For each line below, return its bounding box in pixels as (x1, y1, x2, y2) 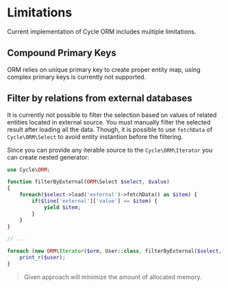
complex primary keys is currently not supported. (7, 73, 147, 81)
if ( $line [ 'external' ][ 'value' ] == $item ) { (31, 198, 157, 205)
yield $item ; (43, 204, 81, 211)
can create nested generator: (7, 153, 90, 161)
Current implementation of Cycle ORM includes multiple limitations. (7, 27, 197, 36)
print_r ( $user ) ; (19, 254, 66, 261)
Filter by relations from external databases (7, 92, 193, 104)
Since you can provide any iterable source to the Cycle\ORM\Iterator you (7, 146, 213, 154)
